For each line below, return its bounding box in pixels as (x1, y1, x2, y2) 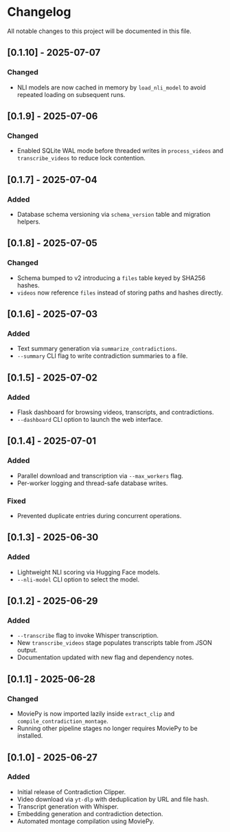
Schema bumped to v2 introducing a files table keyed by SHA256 (16, 273, 206, 282)
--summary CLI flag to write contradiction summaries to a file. (16, 352, 188, 360)
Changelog (7, 4, 71, 20)
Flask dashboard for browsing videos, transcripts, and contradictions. (16, 408, 214, 416)
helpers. (16, 217, 41, 226)
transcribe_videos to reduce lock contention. (16, 154, 146, 162)
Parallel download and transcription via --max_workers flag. (16, 471, 183, 480)
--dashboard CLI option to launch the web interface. (16, 416, 163, 424)
